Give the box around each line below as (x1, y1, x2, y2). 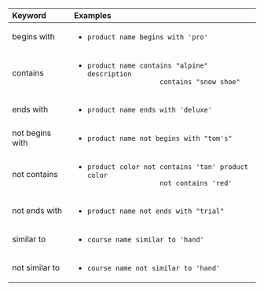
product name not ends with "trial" (87, 207, 225, 215)
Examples (74, 10, 112, 20)
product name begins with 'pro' (87, 33, 208, 42)
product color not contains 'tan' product (87, 163, 249, 171)
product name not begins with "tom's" (87, 134, 233, 142)
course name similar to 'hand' (87, 235, 204, 244)
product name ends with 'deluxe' (87, 105, 212, 114)
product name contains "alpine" (87, 61, 208, 70)
